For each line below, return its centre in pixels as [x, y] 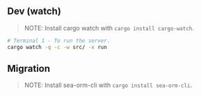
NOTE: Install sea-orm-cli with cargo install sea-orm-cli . [108, 85]
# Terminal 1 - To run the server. [59, 41]
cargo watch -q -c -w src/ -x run [57, 47]
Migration [29, 68]
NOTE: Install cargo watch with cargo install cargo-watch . [109, 28]
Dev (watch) [34, 11]
